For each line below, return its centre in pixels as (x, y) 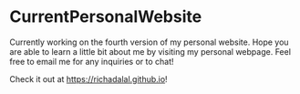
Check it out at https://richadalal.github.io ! (88, 78)
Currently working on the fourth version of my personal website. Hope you (149, 42)
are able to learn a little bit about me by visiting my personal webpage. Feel (150, 51)
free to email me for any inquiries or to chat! (92, 61)
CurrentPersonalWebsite (106, 17)
